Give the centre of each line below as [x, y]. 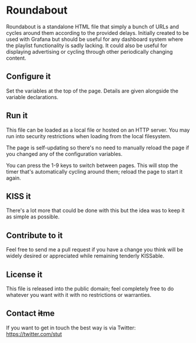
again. [14, 178]
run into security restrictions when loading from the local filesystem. [89, 136]
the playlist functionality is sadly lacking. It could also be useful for [87, 45]
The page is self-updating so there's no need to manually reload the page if [98, 148]
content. [16, 58]
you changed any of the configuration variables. [64, 153]
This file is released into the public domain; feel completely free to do [90, 289]
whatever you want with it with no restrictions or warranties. [79, 295]
